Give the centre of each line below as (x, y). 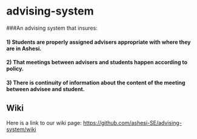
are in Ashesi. (24, 48)
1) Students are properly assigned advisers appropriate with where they (98, 42)
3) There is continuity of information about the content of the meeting (96, 83)
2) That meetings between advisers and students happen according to (97, 63)
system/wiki (21, 129)
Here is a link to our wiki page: (44, 123)
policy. (15, 69)
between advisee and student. (45, 89)
